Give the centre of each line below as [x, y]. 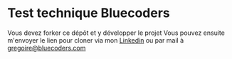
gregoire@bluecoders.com [47, 48]
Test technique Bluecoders [89, 13]
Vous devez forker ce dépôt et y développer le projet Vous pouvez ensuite [116, 33]
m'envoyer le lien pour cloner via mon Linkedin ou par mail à [95, 40]
